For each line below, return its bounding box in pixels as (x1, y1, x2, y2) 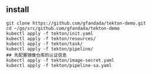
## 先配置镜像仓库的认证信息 (6, 52, 67, 58)
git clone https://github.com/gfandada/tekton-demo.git (6, 20, 146, 26)
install (6, 5, 29, 15)
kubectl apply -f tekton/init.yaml (6, 31, 94, 36)
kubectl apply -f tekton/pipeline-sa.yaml (6, 62, 112, 68)
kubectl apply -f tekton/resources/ (6, 35, 96, 42)
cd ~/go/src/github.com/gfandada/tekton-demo (6, 25, 120, 31)
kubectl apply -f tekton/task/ (6, 41, 83, 46)
